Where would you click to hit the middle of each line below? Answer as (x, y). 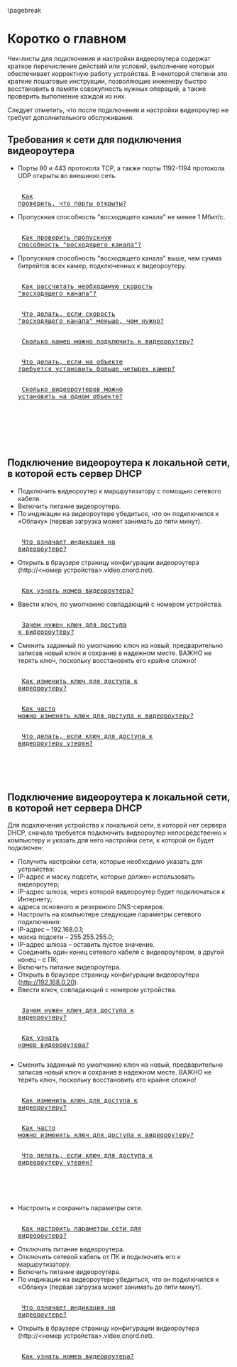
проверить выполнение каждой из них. (67, 96)
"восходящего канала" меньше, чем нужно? (91, 321)
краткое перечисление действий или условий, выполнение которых (111, 66)
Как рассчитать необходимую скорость (87, 286)
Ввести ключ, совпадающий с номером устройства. (97, 990)
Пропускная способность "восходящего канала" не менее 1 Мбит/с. (121, 216)
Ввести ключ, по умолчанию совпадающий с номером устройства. (120, 604)
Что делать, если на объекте (72, 362)
